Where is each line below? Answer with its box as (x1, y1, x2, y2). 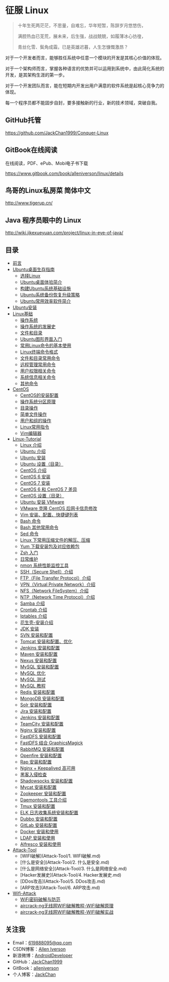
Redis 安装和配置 (20, 689, 55, 695)
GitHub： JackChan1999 (12, 959, 63, 965)
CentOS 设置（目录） (20, 493, 65, 498)
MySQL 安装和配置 (20, 664, 59, 670)
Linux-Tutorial (12, 436, 41, 442)
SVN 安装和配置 (20, 632, 53, 638)
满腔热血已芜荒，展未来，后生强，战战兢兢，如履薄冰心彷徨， (17, 33, 146, 39)
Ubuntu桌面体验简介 (20, 279, 62, 285)
